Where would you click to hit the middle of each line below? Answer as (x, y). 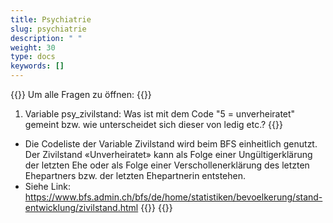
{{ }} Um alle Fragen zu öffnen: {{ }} (81, 94)
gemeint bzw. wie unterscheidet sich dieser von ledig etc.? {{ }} (153, 124)
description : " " (46, 38)
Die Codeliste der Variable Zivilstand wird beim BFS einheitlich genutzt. (171, 144)
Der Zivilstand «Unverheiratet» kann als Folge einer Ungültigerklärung (168, 154)
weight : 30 (33, 47)
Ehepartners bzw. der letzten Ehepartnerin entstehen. (135, 175)
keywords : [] (37, 66)
